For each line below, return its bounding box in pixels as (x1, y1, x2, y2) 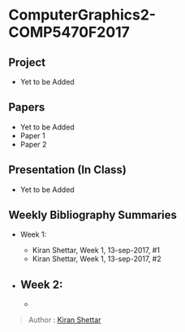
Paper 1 (19, 130, 46, 140)
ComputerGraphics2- (8, 6, 157, 24)
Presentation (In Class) (8, 163, 127, 177)
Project (8, 55, 46, 69)
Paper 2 (19, 139, 47, 149)
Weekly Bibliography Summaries (8, 208, 177, 222)
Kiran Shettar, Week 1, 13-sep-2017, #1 (32, 246, 161, 256)
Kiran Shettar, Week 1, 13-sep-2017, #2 (32, 254, 162, 264)
